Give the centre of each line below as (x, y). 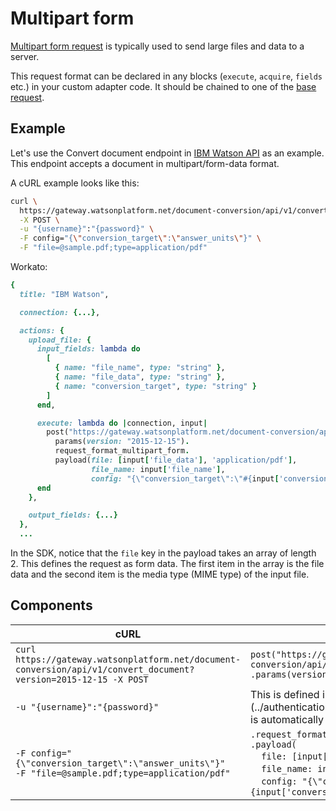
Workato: (29, 266)
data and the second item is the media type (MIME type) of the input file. (160, 574)
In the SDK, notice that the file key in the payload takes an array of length (163, 553)
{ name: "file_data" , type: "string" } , (140, 377)
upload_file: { (60, 340)
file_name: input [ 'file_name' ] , (158, 469)
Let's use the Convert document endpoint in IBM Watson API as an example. (167, 153)
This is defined (285, 694)
